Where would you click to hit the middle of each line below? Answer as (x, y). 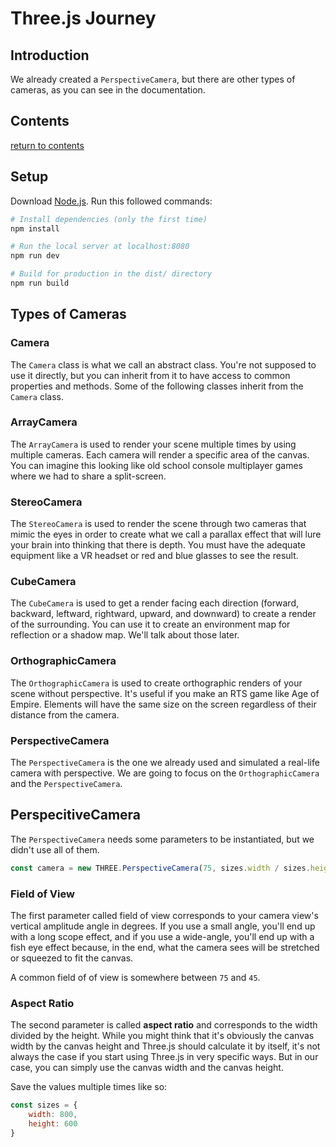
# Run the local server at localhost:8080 (100, 247)
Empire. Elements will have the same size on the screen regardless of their (163, 704)
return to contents (47, 145)
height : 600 (53, 1124)
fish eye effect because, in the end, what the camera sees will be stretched (165, 948)
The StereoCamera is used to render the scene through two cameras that (158, 524)
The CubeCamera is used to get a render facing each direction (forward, (155, 603)
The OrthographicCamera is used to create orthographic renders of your (156, 683)
